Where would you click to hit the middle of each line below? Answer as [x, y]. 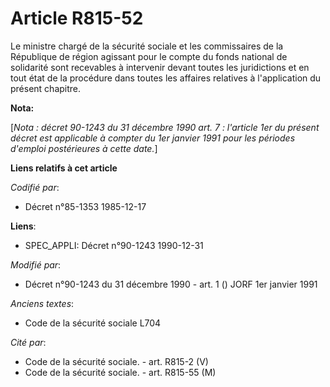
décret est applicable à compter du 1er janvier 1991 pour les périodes [153, 138]
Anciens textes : [42, 303]
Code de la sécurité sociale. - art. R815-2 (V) [116, 361]
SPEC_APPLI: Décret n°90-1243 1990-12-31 [114, 245]
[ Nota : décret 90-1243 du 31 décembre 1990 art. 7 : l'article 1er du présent [165, 127]
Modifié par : [36, 264]
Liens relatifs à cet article [64, 168]
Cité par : [28, 342]
